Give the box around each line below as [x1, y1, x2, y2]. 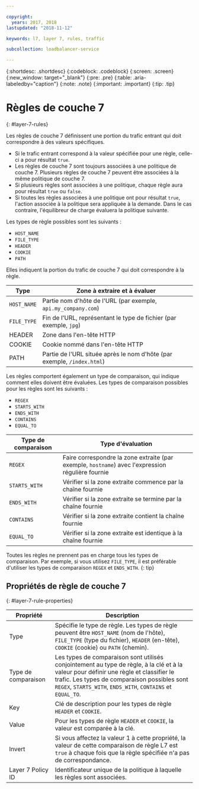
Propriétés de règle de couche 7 [6, 582, 126, 592]
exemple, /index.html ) [42, 357, 105, 366]
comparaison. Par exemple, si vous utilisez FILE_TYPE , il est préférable [6, 558, 176, 565]
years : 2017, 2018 [11, 19, 57, 25]
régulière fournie [62, 468, 109, 477]
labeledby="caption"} [6, 81, 59, 88]
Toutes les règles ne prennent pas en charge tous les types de [6, 552, 159, 559]
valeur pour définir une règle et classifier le [54, 667, 175, 676]
